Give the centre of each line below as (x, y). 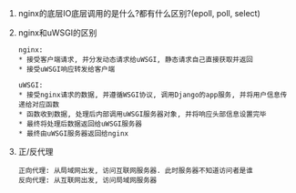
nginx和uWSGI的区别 (57, 33)
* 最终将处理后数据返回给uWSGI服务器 (80, 124)
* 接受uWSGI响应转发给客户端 (66, 69)
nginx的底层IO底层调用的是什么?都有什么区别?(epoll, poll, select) (139, 13)
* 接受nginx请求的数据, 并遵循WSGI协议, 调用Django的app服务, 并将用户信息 (149, 95)
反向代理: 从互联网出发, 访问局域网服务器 (87, 180)
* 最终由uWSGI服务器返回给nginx (73, 134)
